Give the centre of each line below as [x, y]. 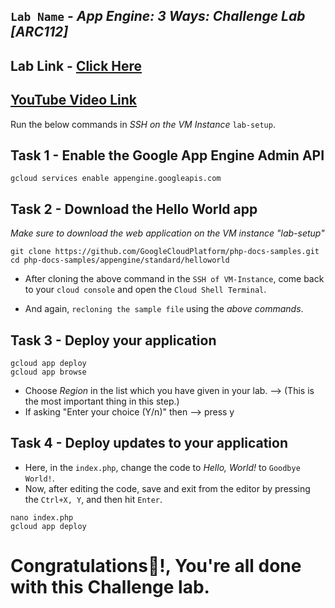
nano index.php [42, 517]
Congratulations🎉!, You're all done [156, 566]
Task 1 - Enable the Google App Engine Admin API [167, 155]
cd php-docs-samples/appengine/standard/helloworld [120, 260]
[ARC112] [39, 32]
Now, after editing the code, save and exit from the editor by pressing [167, 488]
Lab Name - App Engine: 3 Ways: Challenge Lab [158, 16]
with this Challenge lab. [110, 587]
